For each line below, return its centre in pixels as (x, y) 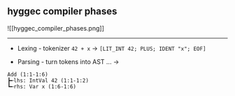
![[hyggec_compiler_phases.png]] (56, 28)
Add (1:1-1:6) (28, 74)
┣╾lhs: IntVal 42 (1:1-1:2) (48, 80)
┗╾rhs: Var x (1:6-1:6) (42, 86)
